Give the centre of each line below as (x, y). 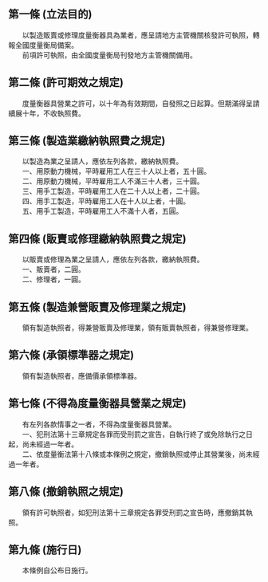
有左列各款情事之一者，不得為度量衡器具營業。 (99, 424)
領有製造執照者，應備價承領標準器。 (81, 376)
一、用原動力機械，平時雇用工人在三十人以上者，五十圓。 (116, 171)
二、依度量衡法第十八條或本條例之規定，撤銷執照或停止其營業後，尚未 (137, 454)
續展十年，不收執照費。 (47, 113)
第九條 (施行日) (45, 550)
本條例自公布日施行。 (57, 570)
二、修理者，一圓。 (53, 279)
